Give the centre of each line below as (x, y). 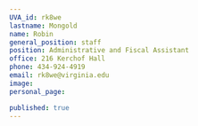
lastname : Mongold (43, 26)
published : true (39, 107)
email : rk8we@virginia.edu (59, 75)
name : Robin (31, 34)
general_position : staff (55, 42)
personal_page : (37, 91)
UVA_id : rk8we (36, 17)
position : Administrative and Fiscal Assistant (99, 51)
